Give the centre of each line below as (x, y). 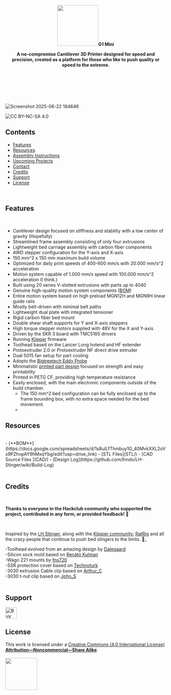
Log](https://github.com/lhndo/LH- (107, 460)
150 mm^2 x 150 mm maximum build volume (59, 258)
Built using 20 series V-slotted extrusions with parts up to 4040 (79, 285)
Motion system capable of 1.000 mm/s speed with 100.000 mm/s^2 (83, 274)
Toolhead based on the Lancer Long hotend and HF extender (77, 344)
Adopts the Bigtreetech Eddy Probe (50, 361)
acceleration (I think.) (35, 279)
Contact (21, 166)
